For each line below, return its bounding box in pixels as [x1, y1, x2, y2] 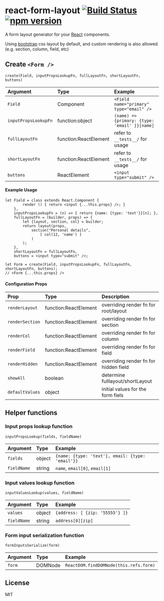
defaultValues [7, 389, 41, 395]
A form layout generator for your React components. [5, 31, 111, 37]
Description [102, 293, 130, 300]
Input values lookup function [5, 479, 75, 486]
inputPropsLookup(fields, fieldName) [5, 434, 82, 439]
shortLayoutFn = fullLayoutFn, [14, 249, 78, 254]
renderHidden [7, 362, 38, 367]
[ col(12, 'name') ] [40, 232, 82, 237]
